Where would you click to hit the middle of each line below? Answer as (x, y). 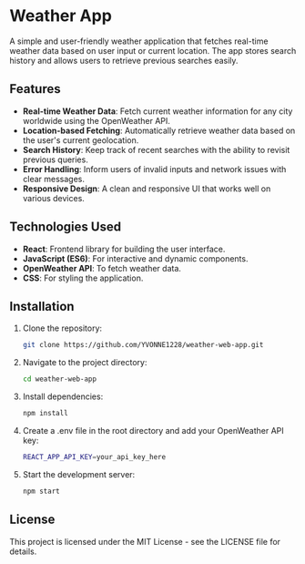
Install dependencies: (63, 396)
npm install (45, 414)
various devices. (53, 198)
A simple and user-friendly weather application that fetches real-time (139, 41)
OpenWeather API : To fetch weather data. (102, 268)
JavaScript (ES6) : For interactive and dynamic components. (135, 258)
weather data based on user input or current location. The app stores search (153, 50)
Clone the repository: (62, 328)
